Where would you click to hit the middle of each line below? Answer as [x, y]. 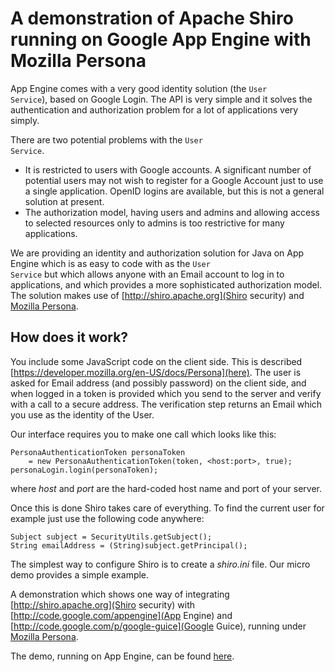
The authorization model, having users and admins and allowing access [172, 212]
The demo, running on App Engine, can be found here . [122, 656]
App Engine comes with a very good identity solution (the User [139, 88]
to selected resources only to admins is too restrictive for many [154, 223]
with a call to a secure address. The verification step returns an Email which [166, 404]
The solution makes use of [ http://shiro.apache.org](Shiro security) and [157, 295]
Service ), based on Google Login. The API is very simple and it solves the [161, 99]
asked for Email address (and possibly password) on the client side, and [158, 383]
